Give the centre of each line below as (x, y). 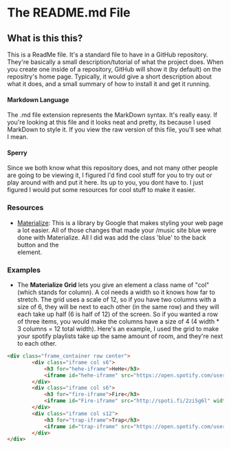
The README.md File (69, 13)
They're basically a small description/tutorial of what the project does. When (115, 62)
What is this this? (45, 38)
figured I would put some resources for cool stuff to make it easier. (101, 190)
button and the (38, 244)
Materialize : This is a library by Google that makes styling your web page (120, 222)
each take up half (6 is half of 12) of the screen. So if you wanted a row (118, 314)
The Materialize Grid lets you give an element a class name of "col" (113, 285)
